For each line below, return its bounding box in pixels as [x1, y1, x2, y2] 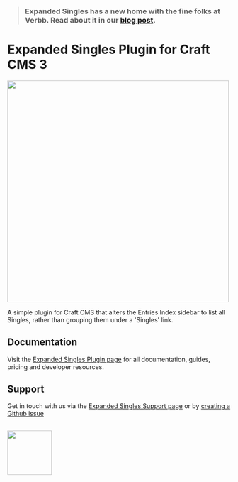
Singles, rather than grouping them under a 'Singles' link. [7, 315, 174, 324]
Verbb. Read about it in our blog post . [24, 15, 156, 25]
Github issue [7, 410, 45, 418]
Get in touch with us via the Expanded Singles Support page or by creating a [7, 402, 231, 410]
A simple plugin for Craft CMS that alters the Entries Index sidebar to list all [7, 308, 225, 317]
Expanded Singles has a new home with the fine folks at [24, 6, 221, 16]
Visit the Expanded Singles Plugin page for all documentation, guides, [7, 355, 211, 363]
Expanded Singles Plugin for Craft [7, 42, 210, 57]
